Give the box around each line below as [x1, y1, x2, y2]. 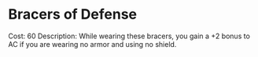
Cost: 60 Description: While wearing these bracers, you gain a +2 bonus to [8, 31, 250, 41]
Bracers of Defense [8, 5, 138, 23]
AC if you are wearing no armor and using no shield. [8, 39, 177, 48]
